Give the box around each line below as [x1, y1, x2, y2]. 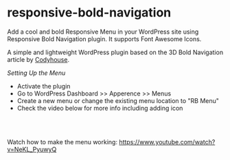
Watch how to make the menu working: [7, 137, 118, 146]
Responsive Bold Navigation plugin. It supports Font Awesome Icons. [7, 34, 202, 43]
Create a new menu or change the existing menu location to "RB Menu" [16, 96, 220, 104]
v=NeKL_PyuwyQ [7, 145, 57, 153]
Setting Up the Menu [7, 69, 66, 77]
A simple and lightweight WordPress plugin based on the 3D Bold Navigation [7, 48, 224, 56]
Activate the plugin [16, 82, 71, 90]
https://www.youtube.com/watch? [119, 137, 216, 146]
